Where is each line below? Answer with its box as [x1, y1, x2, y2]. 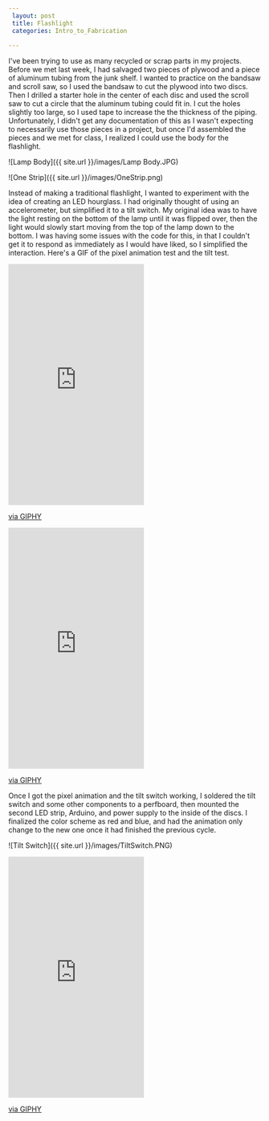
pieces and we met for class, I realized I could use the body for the [8, 133, 229, 143]
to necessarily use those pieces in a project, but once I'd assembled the [8, 125, 247, 134]
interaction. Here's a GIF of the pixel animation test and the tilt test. [8, 248, 230, 258]
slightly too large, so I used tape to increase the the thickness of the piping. [8, 108, 258, 117]
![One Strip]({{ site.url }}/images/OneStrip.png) [8, 173, 163, 182]
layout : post [11, 11, 56, 20]
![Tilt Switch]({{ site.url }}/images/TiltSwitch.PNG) [8, 841, 173, 850]
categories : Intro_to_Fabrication [11, 27, 128, 35]
